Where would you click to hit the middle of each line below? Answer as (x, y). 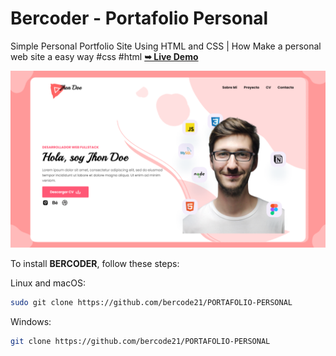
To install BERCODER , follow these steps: (95, 264)
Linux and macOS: (48, 283)
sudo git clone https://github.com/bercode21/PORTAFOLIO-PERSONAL (151, 303)
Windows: (31, 322)
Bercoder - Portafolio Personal (139, 18)
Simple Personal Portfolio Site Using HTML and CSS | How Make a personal (166, 46)
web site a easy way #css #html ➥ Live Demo (104, 56)
